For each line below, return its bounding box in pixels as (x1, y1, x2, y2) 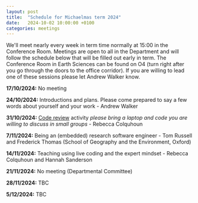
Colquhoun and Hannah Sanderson (6, 156, 92, 164)
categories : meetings (6, 25, 60, 32)
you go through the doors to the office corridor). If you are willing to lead (6, 67, 185, 74)
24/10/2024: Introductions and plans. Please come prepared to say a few (6, 96, 187, 104)
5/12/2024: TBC (6, 191, 47, 198)
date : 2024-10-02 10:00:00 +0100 (6, 20, 95, 26)
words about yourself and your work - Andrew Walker (6, 102, 138, 110)
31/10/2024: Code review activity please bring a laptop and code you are (6, 114, 188, 121)
